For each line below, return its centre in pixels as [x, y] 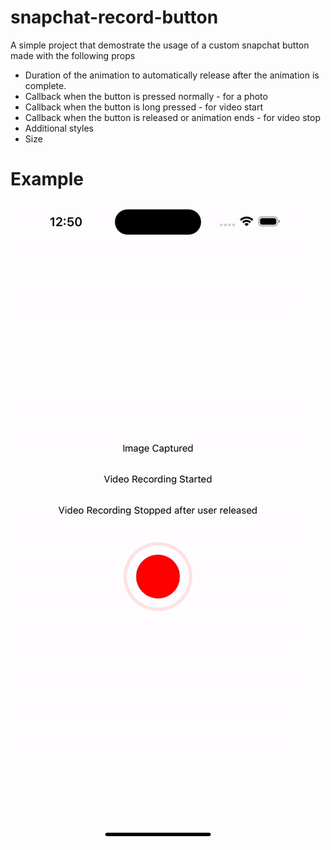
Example [47, 179]
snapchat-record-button [114, 17]
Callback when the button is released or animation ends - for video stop [172, 117]
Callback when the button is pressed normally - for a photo [146, 96]
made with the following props [73, 55]
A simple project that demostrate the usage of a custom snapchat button [160, 45]
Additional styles [59, 128]
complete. [45, 85]
